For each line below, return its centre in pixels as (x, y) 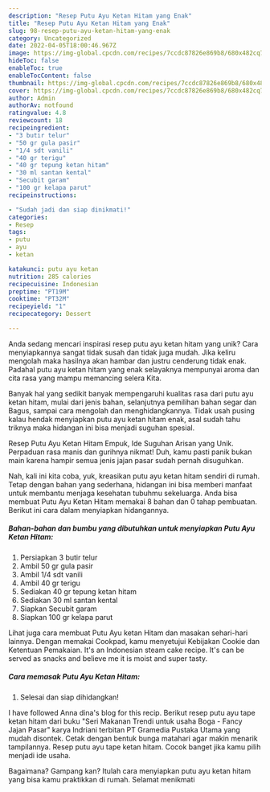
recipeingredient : (39, 128)
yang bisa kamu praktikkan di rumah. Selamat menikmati (102, 779)
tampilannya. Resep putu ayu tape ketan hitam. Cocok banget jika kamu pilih (135, 747)
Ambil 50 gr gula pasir (57, 566)
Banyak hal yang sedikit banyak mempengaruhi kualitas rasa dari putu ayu (131, 393)
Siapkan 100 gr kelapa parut (66, 617)
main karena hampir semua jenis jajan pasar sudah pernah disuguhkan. (126, 460)
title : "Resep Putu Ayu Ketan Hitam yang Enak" (90, 23)
